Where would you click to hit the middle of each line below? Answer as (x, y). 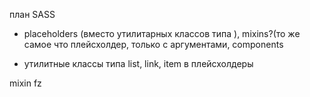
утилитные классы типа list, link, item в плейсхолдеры (138, 63)
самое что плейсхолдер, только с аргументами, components (153, 44)
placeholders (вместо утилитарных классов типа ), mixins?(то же (162, 33)
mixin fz (25, 83)
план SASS (32, 14)
